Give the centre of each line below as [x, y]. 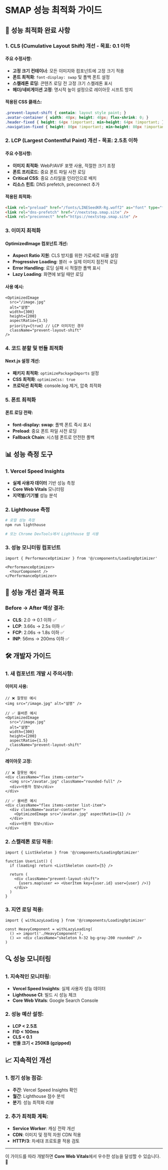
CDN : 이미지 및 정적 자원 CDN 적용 [47, 1134]
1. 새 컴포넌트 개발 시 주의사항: [39, 673]
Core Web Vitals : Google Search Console [55, 1000]
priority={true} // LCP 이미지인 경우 [47, 326]
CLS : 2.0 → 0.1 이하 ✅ [34, 620]
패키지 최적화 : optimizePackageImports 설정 [55, 373]
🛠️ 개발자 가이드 [28, 656]
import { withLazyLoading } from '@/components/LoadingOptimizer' [76, 920]
